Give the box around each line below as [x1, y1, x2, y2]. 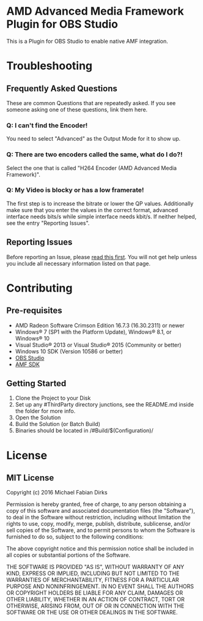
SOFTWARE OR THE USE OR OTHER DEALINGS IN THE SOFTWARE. [6, 609, 178, 616]
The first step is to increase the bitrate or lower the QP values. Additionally [6, 200, 194, 207]
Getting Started [6, 378, 67, 389]
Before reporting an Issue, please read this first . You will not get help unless [6, 253, 197, 260]
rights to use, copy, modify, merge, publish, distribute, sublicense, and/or [6, 520, 191, 527]
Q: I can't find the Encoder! [6, 121, 88, 130]
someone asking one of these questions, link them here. [6, 106, 148, 113]
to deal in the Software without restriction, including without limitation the [6, 513, 191, 521]
